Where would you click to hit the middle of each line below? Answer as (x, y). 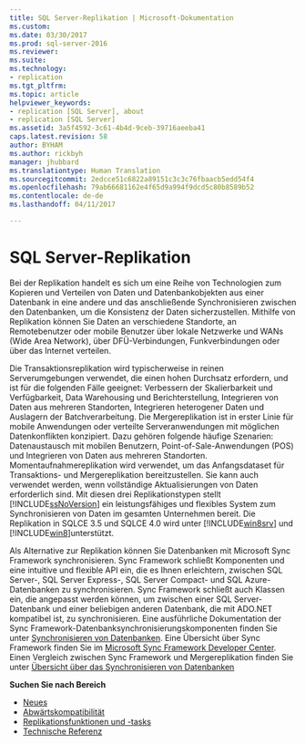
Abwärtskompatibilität (63, 711)
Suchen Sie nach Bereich (58, 684)
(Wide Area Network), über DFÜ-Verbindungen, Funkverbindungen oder (145, 341)
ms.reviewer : (34, 52)
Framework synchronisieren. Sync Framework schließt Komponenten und (147, 560)
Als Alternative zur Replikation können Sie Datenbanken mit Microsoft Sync (150, 550)
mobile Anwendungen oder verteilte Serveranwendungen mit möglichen (144, 426)
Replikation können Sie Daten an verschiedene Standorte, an (123, 321)
